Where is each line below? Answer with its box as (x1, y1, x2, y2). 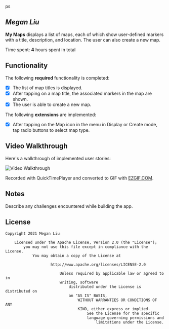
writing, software (59, 280, 99, 285)
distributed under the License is (68, 284, 142, 289)
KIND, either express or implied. (77, 307, 151, 312)
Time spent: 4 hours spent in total (5, 47, 76, 53)
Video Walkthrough (5, 142, 68, 151)
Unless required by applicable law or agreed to (59, 271, 164, 276)
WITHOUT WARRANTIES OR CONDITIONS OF (77, 298, 157, 303)
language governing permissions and (87, 315, 164, 320)
